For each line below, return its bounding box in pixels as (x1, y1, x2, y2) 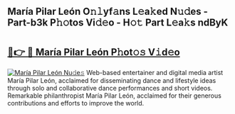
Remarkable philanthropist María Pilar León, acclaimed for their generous (7, 91, 222, 100)
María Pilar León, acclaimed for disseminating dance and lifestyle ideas (7, 76, 216, 84)
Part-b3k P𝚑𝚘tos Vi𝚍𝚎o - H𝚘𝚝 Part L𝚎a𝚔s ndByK (7, 17, 229, 29)
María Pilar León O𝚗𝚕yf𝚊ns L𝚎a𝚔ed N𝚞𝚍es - (7, 6, 209, 18)
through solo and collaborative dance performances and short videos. (7, 84, 213, 92)
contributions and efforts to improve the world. (7, 99, 145, 107)
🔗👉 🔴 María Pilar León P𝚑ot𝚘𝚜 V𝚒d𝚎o (7, 46, 180, 58)
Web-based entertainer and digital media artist (86, 69, 224, 76)
